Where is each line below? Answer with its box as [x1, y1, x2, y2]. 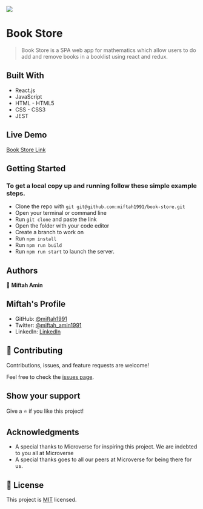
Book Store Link [6, 146, 46, 153]
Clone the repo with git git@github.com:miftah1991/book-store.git [15, 203, 185, 210]
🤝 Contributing [6, 346, 63, 356]
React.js [15, 87, 36, 94]
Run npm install [15, 235, 57, 242]
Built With [6, 70, 44, 81]
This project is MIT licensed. [6, 496, 77, 504]
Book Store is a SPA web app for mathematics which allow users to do [21, 46, 196, 54]
